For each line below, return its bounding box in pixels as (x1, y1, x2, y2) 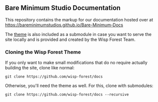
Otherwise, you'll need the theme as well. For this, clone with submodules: (5, 83, 154, 89)
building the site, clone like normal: (5, 65, 75, 71)
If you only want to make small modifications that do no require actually (5, 60, 148, 66)
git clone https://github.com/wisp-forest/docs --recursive (5, 92, 129, 97)
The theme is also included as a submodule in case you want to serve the (5, 31, 152, 37)
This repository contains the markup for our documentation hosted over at (5, 17, 154, 22)
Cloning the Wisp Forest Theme (5, 49, 81, 55)
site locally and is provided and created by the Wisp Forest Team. (5, 36, 136, 42)
